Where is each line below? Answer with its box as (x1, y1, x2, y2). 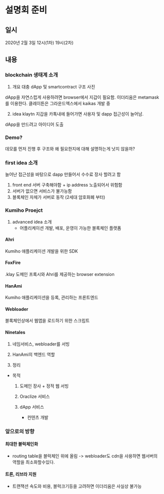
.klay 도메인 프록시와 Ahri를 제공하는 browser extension (5, 271, 115, 277)
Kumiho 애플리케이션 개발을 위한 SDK (5, 248, 78, 254)
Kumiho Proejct (5, 207, 43, 214)
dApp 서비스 (19, 404, 44, 410)
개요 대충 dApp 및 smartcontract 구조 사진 (12, 83, 95, 89)
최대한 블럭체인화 (5, 441, 39, 447)
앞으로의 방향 (5, 428, 35, 435)
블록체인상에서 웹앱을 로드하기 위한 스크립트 (5, 318, 90, 324)
